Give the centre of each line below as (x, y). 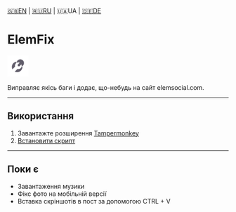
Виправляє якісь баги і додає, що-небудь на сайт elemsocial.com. (106, 87)
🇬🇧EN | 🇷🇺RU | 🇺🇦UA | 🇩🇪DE (54, 11)
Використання (41, 116)
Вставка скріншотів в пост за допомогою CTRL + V (94, 201)
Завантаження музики (51, 186)
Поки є (23, 170)
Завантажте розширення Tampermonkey (78, 133)
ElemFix (31, 40)
